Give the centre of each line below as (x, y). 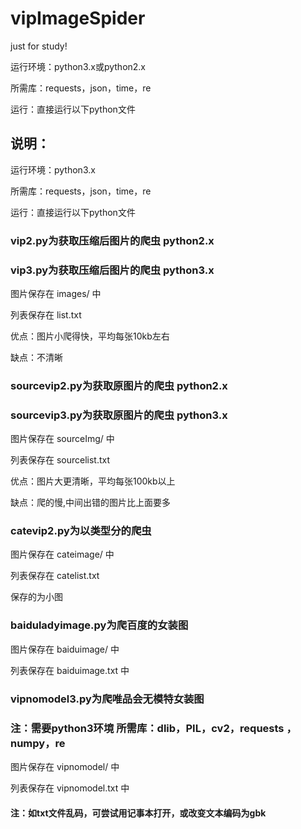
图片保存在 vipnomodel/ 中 (65, 766)
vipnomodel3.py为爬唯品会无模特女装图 (107, 699)
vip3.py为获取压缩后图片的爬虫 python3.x (112, 270)
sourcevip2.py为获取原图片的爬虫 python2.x (119, 385)
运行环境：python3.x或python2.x (78, 66)
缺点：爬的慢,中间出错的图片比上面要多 (91, 503)
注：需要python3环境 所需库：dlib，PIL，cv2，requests (147, 728)
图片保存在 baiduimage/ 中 (65, 649)
